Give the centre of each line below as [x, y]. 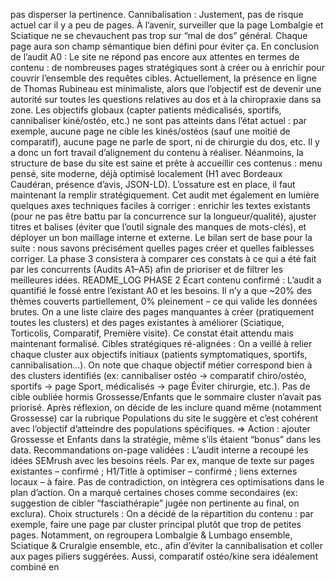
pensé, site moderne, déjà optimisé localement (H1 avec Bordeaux [146, 173]
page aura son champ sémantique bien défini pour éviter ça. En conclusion [165, 46]
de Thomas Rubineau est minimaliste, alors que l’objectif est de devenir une [166, 88]
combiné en [35, 567]
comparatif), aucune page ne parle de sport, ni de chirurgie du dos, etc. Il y [165, 142]
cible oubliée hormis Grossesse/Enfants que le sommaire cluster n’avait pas [166, 397]
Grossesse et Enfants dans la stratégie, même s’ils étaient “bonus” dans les [166, 439]
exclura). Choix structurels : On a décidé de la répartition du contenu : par [162, 513]
